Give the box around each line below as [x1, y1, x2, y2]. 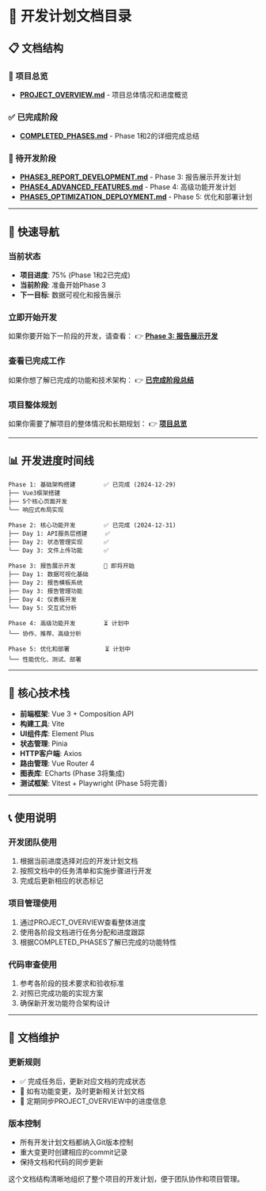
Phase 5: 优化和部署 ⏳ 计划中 [8, 645, 131, 653]
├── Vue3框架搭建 [8, 489, 61, 497]
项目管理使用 [8, 898, 58, 909]
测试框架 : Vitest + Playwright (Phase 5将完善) [19, 778, 168, 788]
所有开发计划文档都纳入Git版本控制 [19, 1137, 134, 1147]
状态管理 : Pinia [19, 739, 68, 748]
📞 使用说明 [8, 811, 57, 825]
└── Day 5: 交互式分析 [8, 604, 78, 612]
